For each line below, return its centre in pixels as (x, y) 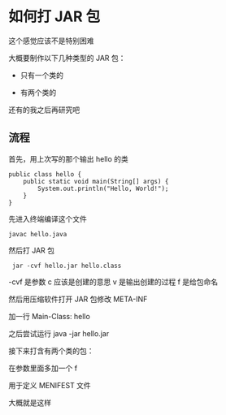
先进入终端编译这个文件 (48, 218)
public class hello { (45, 174)
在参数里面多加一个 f (43, 368)
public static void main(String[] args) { (96, 181)
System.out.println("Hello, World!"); (103, 188)
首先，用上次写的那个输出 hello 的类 (68, 158)
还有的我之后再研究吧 (44, 110)
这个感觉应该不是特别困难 (51, 41)
